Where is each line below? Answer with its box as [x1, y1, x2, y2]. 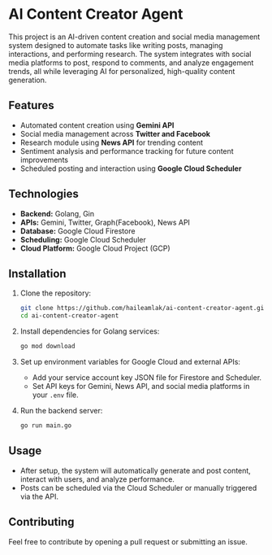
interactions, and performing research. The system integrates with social [8, 49, 252, 59]
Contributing [8, 515, 75, 529]
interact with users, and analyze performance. [19, 474, 175, 484]
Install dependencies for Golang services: [19, 326, 160, 336]
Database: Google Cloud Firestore [19, 225, 136, 236]
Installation [8, 266, 67, 281]
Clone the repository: [19, 288, 92, 298]
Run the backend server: [19, 406, 103, 415]
